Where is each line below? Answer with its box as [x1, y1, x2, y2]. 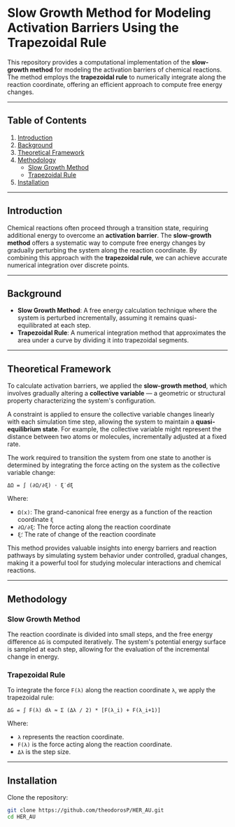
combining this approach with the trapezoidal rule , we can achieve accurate [7, 253, 227, 262]
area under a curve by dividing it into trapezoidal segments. [17, 336, 189, 344]
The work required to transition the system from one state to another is [7, 454, 212, 462]
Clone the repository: [7, 793, 69, 801]
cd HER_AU [7, 813, 36, 820]
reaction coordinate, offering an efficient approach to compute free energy [7, 80, 222, 88]
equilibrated [17, 321, 52, 330]
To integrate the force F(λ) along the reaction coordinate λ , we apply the [7, 686, 216, 694]
